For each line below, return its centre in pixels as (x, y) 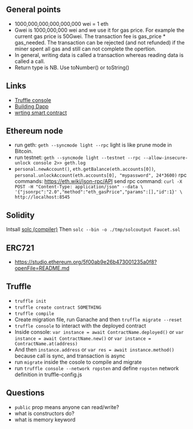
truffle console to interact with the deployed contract (80, 326)
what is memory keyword (45, 420)
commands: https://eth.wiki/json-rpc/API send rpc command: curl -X (98, 181)
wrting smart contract (41, 112)
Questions (25, 393)
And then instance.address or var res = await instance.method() (94, 349)
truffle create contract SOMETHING (58, 308)
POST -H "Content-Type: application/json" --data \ (79, 187)
